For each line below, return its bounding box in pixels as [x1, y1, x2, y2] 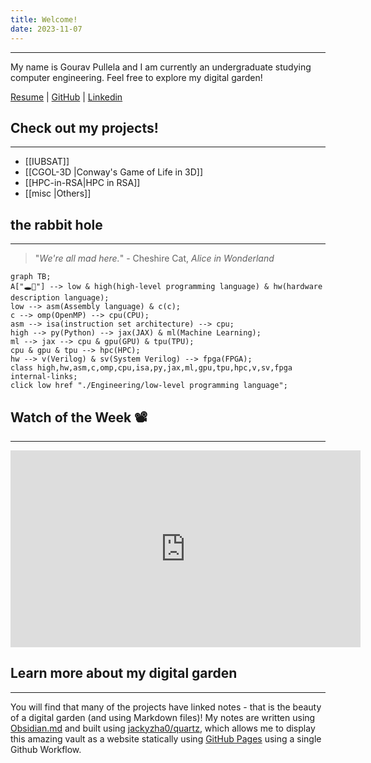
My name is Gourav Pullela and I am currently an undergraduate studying [10, 61, 312, 73]
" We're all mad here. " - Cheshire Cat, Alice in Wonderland [34, 252, 275, 265]
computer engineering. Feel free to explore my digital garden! [10, 71, 263, 83]
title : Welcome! [10, 14, 78, 25]
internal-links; [10, 372, 78, 382]
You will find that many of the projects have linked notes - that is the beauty [10, 701, 322, 713]
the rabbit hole [10, 216, 103, 233]
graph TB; [10, 272, 52, 282]
